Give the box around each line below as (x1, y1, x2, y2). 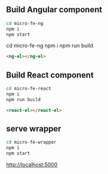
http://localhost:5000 (6, 161, 58, 168)
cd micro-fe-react (6, 86, 51, 92)
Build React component (6, 70, 94, 80)
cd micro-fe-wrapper (6, 139, 57, 146)
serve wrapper (6, 124, 61, 134)
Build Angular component (6, 5, 102, 15)
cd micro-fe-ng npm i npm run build (6, 42, 93, 49)
